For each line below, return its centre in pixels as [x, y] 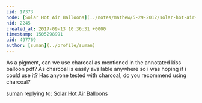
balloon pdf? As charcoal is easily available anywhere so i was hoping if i [96, 69]
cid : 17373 [20, 12]
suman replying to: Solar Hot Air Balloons [57, 93]
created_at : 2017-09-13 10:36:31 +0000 [56, 29]
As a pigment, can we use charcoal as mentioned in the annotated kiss [94, 62]
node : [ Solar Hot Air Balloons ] [47, 17]
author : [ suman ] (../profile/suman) [51, 46]
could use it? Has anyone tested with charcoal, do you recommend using [96, 75]
